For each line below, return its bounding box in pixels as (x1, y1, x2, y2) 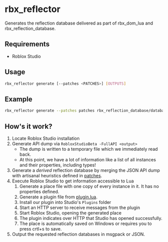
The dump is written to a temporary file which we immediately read (19, 146, 158, 152)
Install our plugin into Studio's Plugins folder (19, 199, 111, 205)
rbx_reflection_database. (5, 25, 56, 31)
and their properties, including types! (19, 162, 96, 168)
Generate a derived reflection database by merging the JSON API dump (12, 167, 160, 173)
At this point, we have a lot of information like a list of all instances (19, 156, 156, 162)
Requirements (5, 40, 50, 49)
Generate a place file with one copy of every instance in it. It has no (19, 183, 159, 189)
